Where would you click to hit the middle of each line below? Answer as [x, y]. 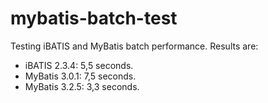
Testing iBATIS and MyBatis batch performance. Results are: [134, 46]
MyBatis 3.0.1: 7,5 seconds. [80, 76]
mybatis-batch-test [94, 18]
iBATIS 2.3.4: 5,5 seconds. [79, 65]
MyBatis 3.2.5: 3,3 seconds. [82, 86]
